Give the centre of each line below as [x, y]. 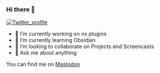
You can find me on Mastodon [43, 64]
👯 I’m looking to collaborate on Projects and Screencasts [84, 46]
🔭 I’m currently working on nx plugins [61, 34]
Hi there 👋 [21, 9]
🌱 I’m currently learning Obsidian [55, 40]
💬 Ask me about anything [46, 53]
